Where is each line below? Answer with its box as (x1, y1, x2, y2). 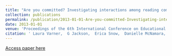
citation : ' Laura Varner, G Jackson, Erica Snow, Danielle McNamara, (5, 31, 166, 36)
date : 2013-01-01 (5, 21, 42, 27)
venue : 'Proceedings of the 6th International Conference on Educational (5, 26, 166, 32)
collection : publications (5, 12, 60, 17)
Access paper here (5, 45, 46, 51)
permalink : (5, 17, 29, 22)
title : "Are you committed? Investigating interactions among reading (5, 7, 159, 13)
